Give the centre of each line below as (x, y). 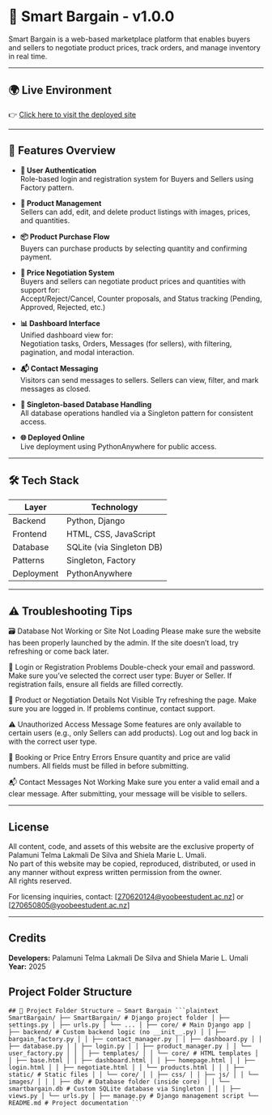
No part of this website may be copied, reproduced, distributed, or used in (132, 864)
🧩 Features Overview (62, 150)
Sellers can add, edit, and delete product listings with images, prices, (135, 212)
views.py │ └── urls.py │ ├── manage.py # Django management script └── (134, 1096)
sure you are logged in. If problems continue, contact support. (112, 709)
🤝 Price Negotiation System (67, 272)
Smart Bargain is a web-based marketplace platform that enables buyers (130, 39)
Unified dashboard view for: (66, 335)
